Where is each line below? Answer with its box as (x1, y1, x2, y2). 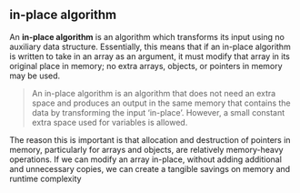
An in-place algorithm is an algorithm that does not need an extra (31, 87, 276, 98)
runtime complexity (9, 173, 82, 184)
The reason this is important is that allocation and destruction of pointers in (9, 134, 291, 145)
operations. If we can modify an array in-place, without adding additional (9, 154, 282, 165)
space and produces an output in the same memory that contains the (31, 97, 291, 108)
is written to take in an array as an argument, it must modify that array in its (9, 50, 291, 62)
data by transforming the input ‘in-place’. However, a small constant (31, 107, 285, 117)
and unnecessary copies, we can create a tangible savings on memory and (9, 163, 291, 174)
